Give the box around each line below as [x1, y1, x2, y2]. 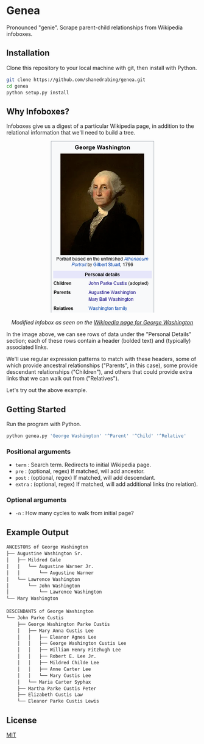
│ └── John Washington [6, 583, 80, 589]
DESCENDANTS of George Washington [6, 608, 94, 615]
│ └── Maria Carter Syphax [17, 679, 91, 685]
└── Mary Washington [6, 595, 59, 602]
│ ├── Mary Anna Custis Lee [17, 628, 94, 634]
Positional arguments [6, 447, 71, 455]
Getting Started [6, 404, 66, 415]
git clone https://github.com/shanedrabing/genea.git [6, 77, 146, 83]
